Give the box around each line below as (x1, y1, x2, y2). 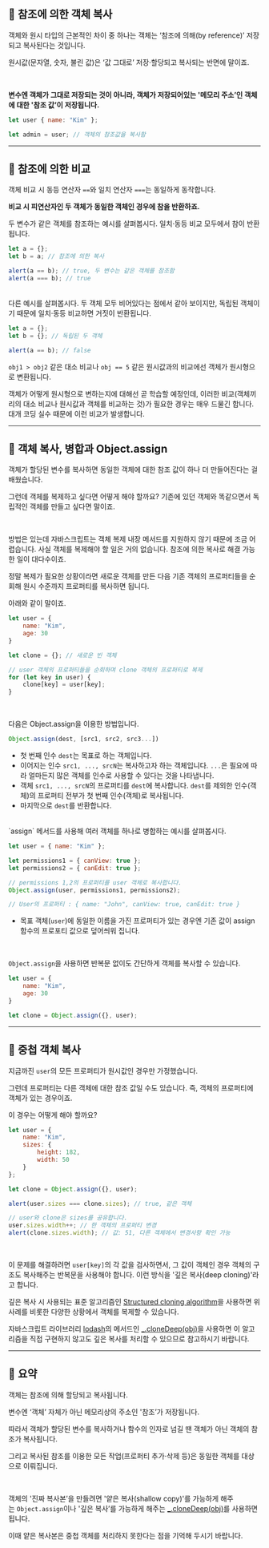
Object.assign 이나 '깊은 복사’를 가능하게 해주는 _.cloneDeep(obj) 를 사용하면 (16, 1503, 259, 1513)
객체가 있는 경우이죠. (8, 1093, 73, 1103)
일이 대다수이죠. (16, 554, 66, 564)
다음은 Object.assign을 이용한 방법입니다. (8, 720, 139, 729)
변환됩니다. (16, 372, 52, 381)
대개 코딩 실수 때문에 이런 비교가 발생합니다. (8, 409, 146, 418)
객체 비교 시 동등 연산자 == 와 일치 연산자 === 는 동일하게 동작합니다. (8, 185, 216, 195)
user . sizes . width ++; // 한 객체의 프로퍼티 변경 (8, 1221, 157, 1230)
